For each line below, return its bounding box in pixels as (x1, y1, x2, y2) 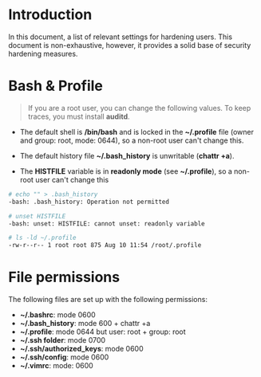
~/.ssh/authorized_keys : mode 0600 (19, 344, 144, 354)
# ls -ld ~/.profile (8, 234, 77, 242)
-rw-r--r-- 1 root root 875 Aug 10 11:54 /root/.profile (8, 242, 202, 249)
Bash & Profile (8, 77, 104, 95)
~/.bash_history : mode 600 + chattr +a (19, 319, 151, 328)
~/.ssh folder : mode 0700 (19, 336, 106, 345)
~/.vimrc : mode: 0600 (19, 361, 93, 371)
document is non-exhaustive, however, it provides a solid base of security (8, 40, 251, 49)
